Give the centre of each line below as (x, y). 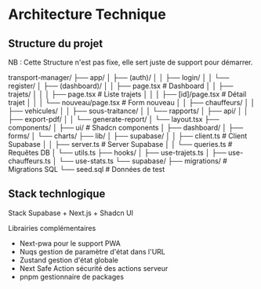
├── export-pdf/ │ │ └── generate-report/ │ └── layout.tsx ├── (114, 119)
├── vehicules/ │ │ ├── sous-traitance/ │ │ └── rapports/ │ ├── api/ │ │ (128, 111)
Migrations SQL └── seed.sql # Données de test (87, 169)
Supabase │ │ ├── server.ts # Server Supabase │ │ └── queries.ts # (120, 144)
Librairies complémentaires (52, 228)
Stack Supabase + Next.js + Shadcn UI (71, 213)
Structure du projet (56, 44)
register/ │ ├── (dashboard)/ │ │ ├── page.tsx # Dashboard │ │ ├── (121, 86)
